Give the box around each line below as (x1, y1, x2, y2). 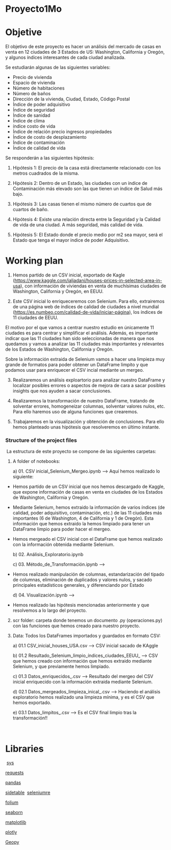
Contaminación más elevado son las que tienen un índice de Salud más (12, 185, 163, 192)
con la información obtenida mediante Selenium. (12, 541, 115, 548)
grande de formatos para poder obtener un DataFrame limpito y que (5, 362, 148, 368)
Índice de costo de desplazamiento (12, 134, 87, 140)
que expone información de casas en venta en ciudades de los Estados (12, 489, 163, 495)
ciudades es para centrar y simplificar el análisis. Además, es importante (5, 330, 158, 336)
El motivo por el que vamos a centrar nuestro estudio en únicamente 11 (5, 325, 154, 331)
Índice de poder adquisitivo (12, 101, 70, 108)
